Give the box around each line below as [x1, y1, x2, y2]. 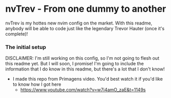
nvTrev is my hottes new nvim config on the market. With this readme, [5, 20, 153, 26]
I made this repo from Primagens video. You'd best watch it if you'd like [12, 76, 163, 82]
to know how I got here [12, 81, 61, 87]
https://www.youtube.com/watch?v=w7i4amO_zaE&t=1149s [20, 87, 146, 93]
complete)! [5, 31, 28, 37]
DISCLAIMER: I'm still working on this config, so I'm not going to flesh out [5, 55, 160, 61]
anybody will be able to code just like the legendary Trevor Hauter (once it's [5, 25, 165, 31]
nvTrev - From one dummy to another [5, 3, 166, 15]
